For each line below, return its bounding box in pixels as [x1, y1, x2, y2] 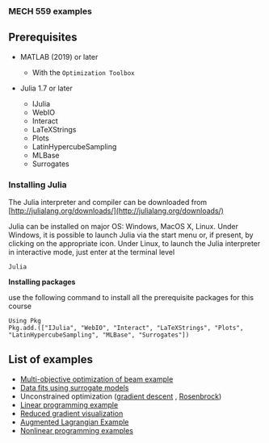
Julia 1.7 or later [19, 83, 73, 93]
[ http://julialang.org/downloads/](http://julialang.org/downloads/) [8, 206, 225, 215]
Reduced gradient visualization [19, 408, 124, 418]
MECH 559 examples [8, 6, 93, 17]
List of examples [8, 353, 93, 366]
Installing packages [8, 277, 76, 287]
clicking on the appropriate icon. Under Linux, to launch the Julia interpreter [8, 239, 261, 249]
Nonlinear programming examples [19, 425, 133, 435]
